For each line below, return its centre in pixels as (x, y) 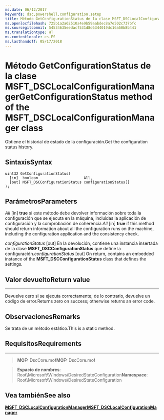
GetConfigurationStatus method (86, 97)
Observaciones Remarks (43, 316)
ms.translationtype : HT (29, 32)
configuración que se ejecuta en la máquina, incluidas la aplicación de (76, 218)
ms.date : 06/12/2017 (26, 10)
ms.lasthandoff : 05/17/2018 (34, 42)
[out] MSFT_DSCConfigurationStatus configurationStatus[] (70, 182)
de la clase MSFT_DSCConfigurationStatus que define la (63, 249)
